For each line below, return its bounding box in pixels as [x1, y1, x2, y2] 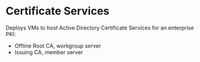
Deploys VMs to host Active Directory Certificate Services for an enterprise [5, 24, 194, 31]
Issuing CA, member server [14, 48, 83, 55]
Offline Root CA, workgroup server [14, 42, 102, 49]
